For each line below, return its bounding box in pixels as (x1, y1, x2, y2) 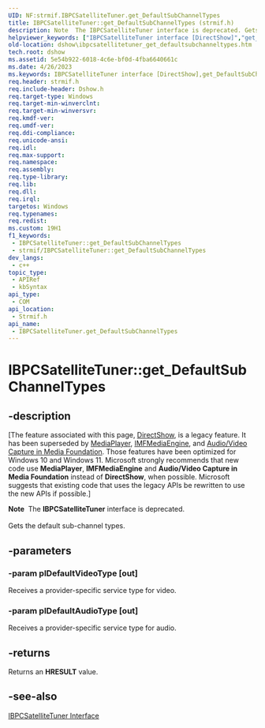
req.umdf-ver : (8, 122, 55, 129)
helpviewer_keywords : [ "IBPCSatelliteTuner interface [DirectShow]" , (8, 33, 242, 42)
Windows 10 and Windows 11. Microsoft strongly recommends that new (8, 456, 239, 465)
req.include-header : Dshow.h (8, 84, 104, 93)
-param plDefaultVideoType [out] (8, 568, 138, 579)
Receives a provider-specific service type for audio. (8, 623, 177, 632)
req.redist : (8, 217, 47, 225)
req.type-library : (8, 173, 69, 182)
